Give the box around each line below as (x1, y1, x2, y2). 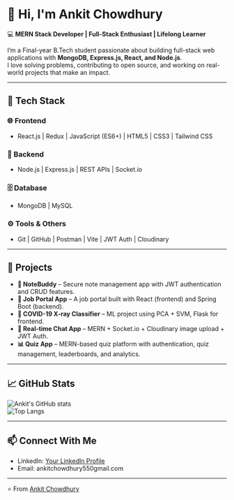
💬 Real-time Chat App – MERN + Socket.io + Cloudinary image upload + (17, 325, 225, 333)
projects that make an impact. (24, 68, 111, 76)
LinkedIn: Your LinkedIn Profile (17, 457, 105, 465)
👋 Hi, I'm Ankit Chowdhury (7, 6, 163, 22)
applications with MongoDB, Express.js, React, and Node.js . (7, 53, 182, 61)
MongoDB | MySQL (17, 202, 73, 210)
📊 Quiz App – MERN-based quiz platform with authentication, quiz (17, 340, 210, 348)
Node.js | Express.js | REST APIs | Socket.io (17, 165, 143, 173)
